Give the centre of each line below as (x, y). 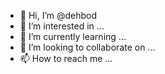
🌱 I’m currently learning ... (73, 36)
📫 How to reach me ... (66, 58)
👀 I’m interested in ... (62, 26)
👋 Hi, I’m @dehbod (58, 15)
